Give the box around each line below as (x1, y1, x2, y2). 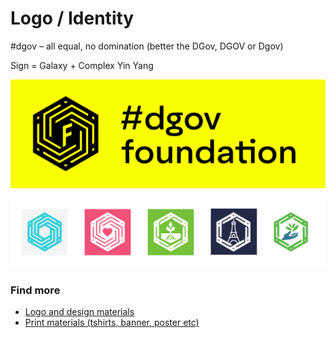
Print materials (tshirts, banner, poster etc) (24, 317, 200, 329)
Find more (10, 283, 61, 297)
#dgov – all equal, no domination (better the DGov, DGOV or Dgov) (10, 40, 284, 52)
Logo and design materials (24, 306, 135, 318)
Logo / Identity (10, 7, 135, 30)
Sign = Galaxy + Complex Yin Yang (10, 59, 154, 71)
